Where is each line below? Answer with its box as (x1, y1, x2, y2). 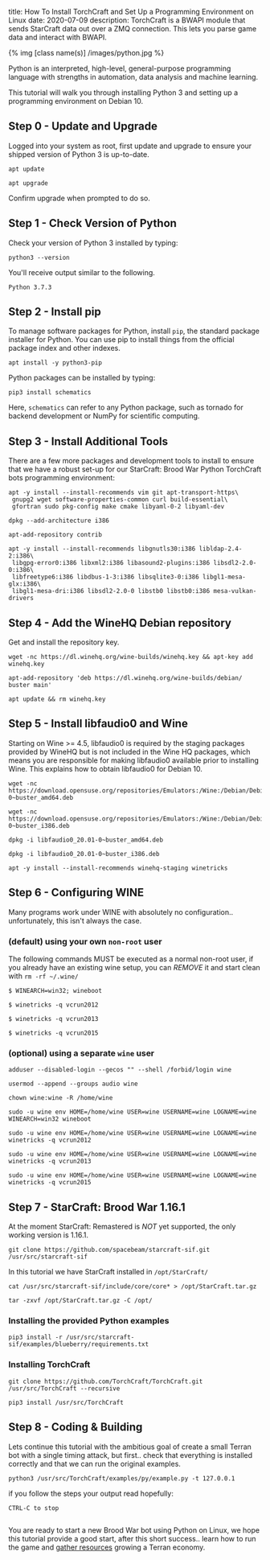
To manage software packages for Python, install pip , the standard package (8, 326, 260, 336)
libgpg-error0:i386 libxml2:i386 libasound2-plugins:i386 (11, 559, 211, 567)
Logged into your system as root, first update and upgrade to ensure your (8, 141, 252, 150)
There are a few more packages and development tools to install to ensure (8, 456, 255, 466)
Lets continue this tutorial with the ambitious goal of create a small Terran (8, 1442, 252, 1451)
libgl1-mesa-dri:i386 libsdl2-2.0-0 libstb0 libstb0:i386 (11, 587, 211, 595)
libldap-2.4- (198, 545, 243, 554)
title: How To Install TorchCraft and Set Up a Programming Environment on (8, 7, 255, 16)
